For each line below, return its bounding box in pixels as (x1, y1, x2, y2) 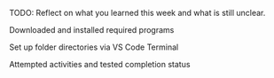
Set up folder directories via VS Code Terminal (9, 42, 179, 52)
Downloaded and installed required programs (9, 25, 175, 35)
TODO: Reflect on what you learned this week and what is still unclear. (9, 8, 266, 18)
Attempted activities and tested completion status (9, 59, 191, 69)
